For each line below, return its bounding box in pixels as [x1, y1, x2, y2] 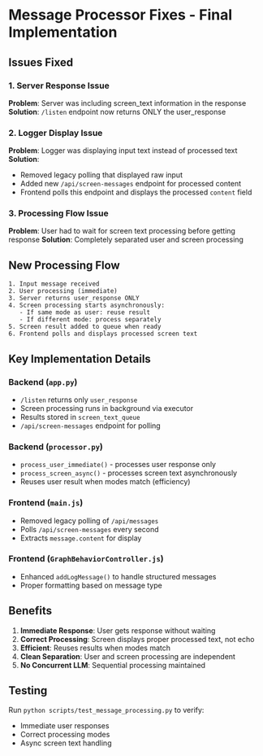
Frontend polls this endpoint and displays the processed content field [19, 187, 252, 197]
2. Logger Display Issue [8, 127, 103, 138]
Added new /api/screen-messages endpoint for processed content [19, 179, 242, 189]
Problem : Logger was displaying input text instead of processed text [8, 146, 238, 155]
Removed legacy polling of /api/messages [19, 515, 159, 526]
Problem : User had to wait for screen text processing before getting [8, 226, 235, 236]
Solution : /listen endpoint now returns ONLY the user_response [8, 107, 226, 116]
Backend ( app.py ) [8, 376, 78, 387]
